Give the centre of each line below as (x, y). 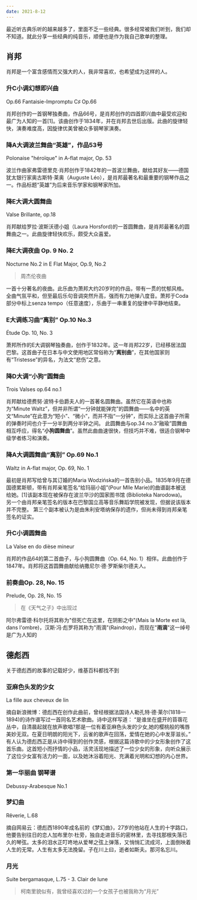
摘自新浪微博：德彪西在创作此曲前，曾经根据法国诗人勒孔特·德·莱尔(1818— (96, 712)
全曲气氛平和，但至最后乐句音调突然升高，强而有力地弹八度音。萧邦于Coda (97, 296)
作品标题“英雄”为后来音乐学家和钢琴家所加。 (70, 185)
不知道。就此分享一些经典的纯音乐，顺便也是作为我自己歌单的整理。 (88, 36)
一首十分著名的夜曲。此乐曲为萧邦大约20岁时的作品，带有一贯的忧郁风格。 (97, 288)
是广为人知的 (21, 635)
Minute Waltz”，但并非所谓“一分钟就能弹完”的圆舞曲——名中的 (89, 409)
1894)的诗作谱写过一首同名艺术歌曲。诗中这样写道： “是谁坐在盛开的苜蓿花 (97, 719)
